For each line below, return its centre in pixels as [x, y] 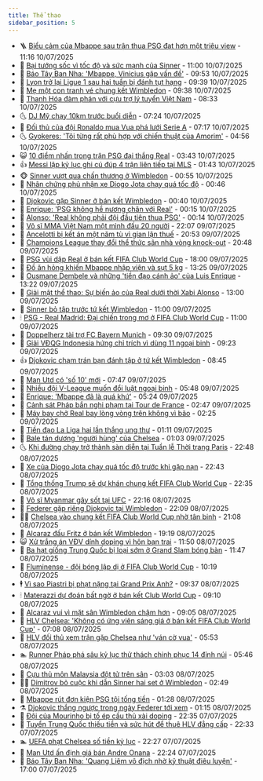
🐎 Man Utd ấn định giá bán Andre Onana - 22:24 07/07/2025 [118, 752]
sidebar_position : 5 [42, 23]
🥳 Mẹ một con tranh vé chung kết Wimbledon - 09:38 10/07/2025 [125, 90]
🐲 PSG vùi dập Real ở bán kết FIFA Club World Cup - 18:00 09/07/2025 [134, 259]
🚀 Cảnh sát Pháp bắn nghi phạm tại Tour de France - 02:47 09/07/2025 [135, 404]
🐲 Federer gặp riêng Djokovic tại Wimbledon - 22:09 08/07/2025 [124, 508]
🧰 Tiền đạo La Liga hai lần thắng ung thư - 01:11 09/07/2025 [116, 429]
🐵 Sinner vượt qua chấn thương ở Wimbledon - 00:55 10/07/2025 [126, 175]
